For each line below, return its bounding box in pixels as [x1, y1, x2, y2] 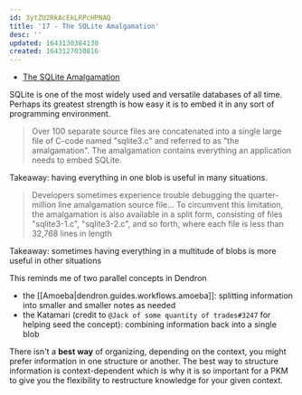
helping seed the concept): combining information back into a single [22, 319, 278, 330]
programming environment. [9, 108, 111, 119]
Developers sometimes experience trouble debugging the [31, 190, 247, 201]
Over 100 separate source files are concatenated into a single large [31, 126, 282, 136]
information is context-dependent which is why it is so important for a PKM [9, 365, 288, 376]
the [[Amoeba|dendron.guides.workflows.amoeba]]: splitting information [22, 290, 294, 301]
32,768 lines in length [31, 228, 113, 240]
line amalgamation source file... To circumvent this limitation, [58, 200, 284, 211]
